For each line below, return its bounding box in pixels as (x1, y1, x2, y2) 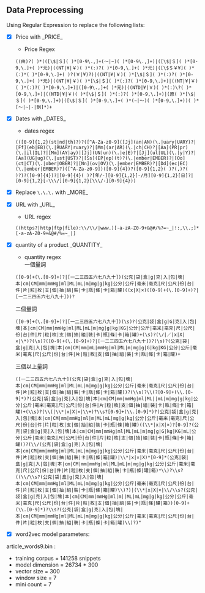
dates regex (24, 127, 55, 134)
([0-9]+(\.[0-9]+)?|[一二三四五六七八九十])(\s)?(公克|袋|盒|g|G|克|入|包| (15, 319, 197, 325)
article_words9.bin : (6, 543, 56, 550)
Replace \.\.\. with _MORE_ (15, 188, 89, 196)
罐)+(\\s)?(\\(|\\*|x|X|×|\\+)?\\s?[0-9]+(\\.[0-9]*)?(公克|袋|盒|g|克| (15, 409, 199, 415)
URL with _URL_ (15, 201, 55, 208)
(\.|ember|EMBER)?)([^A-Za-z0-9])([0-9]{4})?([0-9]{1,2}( (15, 166, 166, 172)
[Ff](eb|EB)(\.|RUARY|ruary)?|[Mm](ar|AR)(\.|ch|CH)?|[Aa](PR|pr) (15, 144, 188, 150)
